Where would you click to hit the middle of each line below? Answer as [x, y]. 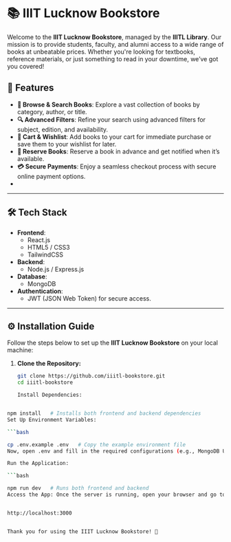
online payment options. [51, 176]
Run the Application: [38, 464]
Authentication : [40, 291]
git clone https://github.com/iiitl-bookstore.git [91, 376]
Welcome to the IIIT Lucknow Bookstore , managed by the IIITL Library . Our [114, 37]
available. [31, 158]
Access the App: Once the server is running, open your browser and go [112, 495]
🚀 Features [31, 88]
